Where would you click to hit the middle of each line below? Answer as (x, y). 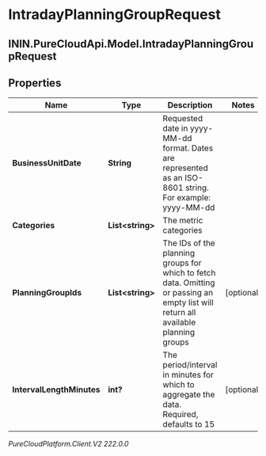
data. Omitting (189, 283)
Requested (183, 119)
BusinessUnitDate (47, 163)
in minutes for (188, 375)
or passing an (188, 293)
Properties (35, 83)
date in (175, 128)
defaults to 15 (189, 424)
